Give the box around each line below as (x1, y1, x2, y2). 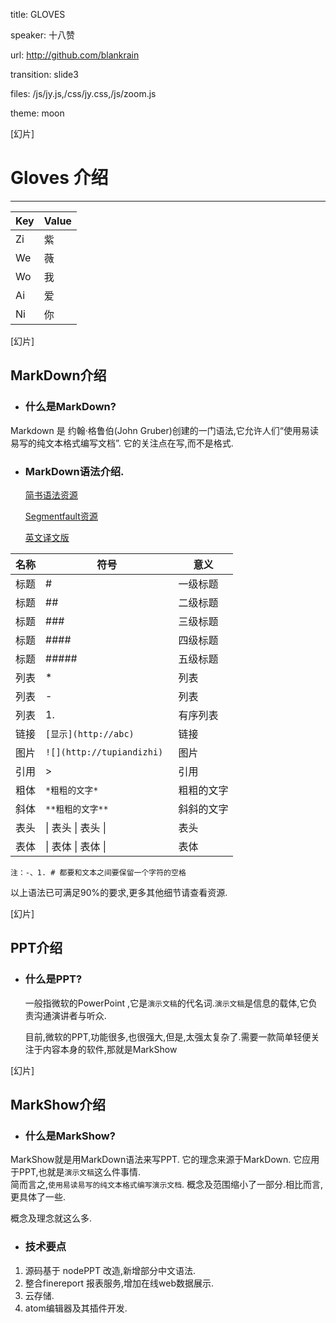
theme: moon (10, 107, 65, 119)
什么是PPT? (24, 972, 83, 986)
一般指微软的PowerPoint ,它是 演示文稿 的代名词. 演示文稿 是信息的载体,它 (24, 997, 309, 1009)
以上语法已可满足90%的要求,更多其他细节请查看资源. (10, 886, 228, 898)
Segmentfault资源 (24, 510, 98, 522)
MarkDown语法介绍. (24, 464, 125, 478)
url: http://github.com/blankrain (10, 49, 140, 61)
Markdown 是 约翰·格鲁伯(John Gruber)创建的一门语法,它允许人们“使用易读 (10, 424, 319, 436)
